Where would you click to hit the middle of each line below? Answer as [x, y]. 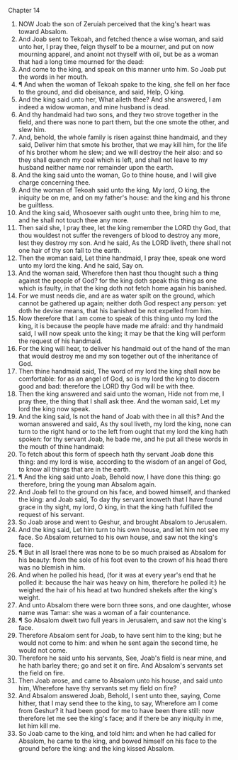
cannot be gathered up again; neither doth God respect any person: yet [123, 303]
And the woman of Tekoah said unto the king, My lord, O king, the [114, 190]
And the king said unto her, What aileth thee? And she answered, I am [120, 99]
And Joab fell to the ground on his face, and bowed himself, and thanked [124, 492]
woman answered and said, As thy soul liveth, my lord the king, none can [125, 424]
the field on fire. [41, 673]
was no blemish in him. [52, 567]
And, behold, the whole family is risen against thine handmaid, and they [123, 137]
